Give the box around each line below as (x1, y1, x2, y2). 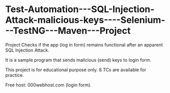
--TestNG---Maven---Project (5, 25, 131, 36)
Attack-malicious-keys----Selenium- (5, 14, 165, 26)
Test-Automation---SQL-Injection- (5, 4, 155, 15)
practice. (5, 72, 24, 78)
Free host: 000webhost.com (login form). (5, 82, 92, 88)
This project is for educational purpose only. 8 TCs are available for (5, 67, 147, 73)
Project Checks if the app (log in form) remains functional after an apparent (5, 41, 163, 48)
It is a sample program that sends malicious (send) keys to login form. (5, 57, 152, 63)
